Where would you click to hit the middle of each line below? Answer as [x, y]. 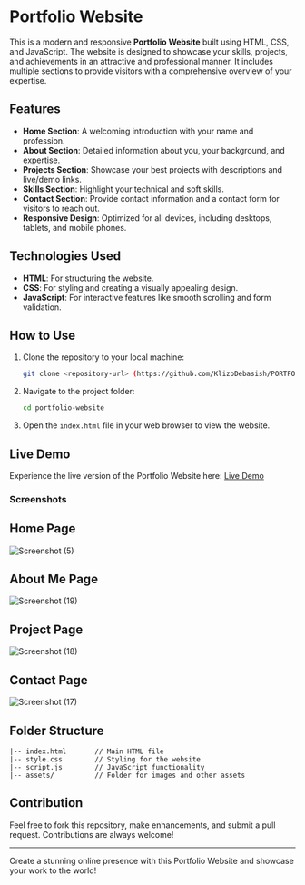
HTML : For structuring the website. [88, 278]
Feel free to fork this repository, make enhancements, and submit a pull [143, 825]
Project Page [46, 629]
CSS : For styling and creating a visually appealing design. [130, 287]
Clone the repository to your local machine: [103, 357]
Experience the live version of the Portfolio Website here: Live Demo [137, 475]
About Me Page [54, 579]
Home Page [43, 529]
